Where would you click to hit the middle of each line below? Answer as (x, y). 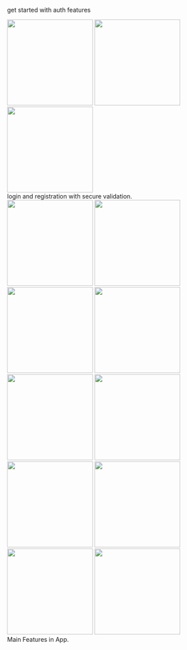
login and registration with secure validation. (70, 196)
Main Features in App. (38, 639)
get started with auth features (49, 10)
